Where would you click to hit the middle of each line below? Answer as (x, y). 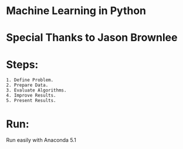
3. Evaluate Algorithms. (36, 90)
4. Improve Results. (31, 96)
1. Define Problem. (30, 80)
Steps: (22, 64)
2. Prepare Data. (27, 85)
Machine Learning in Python (76, 11)
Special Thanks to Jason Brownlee (92, 38)
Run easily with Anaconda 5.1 (41, 140)
